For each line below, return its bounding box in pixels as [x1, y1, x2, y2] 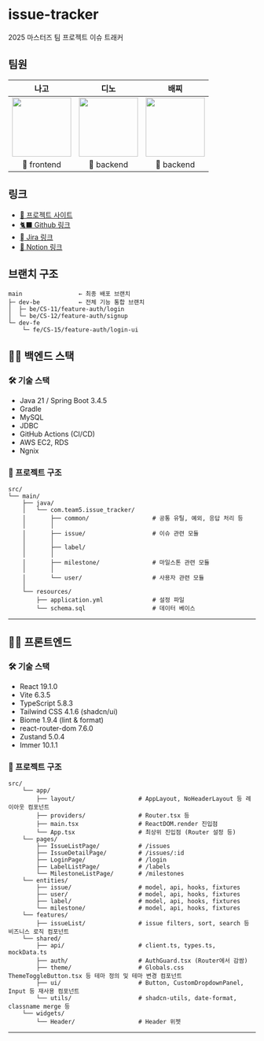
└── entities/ [22, 876, 68, 885]
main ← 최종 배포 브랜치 [8, 290, 131, 298]
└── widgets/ [22, 1010, 65, 1017]
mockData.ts [8, 949, 47, 957]
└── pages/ [22, 835, 58, 843]
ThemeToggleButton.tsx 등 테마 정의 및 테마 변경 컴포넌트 [8, 972, 182, 980]
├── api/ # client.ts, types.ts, [36, 942, 216, 950]
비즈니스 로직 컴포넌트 [8, 928, 69, 936]
